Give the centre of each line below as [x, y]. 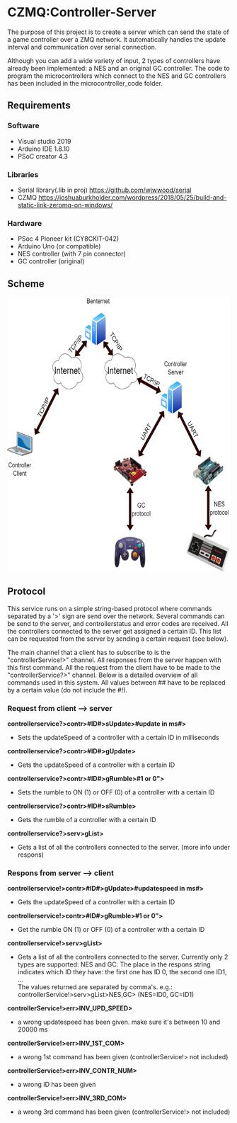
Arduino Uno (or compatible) [59, 246]
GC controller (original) [51, 261]
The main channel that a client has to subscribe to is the [89, 652]
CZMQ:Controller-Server [82, 12]
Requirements [39, 106]
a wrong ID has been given [57, 1085]
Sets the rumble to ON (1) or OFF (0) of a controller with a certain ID [116, 792]
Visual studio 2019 [44, 141]
